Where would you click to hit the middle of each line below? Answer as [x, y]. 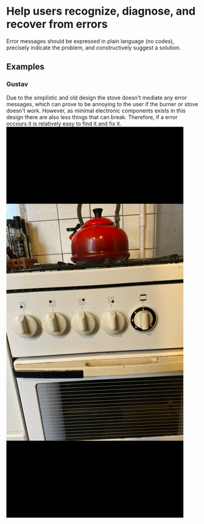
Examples [25, 67]
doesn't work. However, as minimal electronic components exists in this [96, 111]
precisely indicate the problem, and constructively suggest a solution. [94, 48]
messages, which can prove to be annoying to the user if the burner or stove [102, 104]
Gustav [17, 84]
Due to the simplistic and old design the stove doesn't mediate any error [97, 97]
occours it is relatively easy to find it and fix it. [64, 123]
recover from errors [57, 24]
